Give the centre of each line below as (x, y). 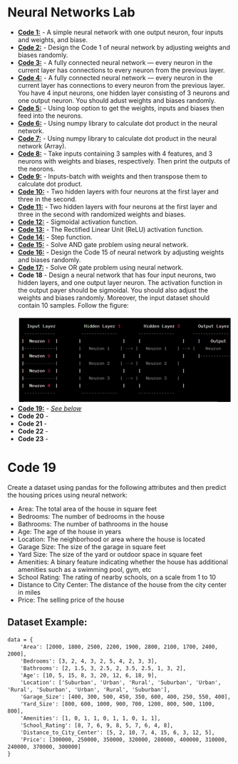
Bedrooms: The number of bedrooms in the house (91, 516)
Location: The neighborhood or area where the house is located (111, 539)
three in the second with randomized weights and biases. (102, 214)
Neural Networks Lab (71, 12)
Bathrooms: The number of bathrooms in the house (93, 524)
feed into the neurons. (50, 116)
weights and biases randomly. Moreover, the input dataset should (114, 298)
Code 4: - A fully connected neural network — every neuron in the (115, 77)
